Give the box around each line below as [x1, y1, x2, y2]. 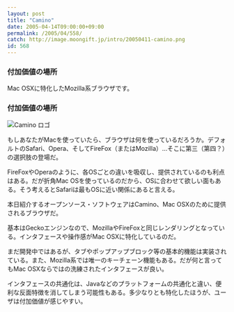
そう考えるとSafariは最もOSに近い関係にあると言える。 [19, 185, 179, 193]
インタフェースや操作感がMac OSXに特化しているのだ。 [19, 232, 180, 241]
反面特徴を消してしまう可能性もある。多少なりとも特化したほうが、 [19, 288, 214, 297]
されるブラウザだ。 [7, 209, 63, 217]
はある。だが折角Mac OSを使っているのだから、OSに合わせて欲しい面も [7, 176, 216, 185]
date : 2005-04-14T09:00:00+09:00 [7, 23, 104, 30]
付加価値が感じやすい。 [19, 297, 87, 305]
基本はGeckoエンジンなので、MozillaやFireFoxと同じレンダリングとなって [7, 223, 219, 232]
